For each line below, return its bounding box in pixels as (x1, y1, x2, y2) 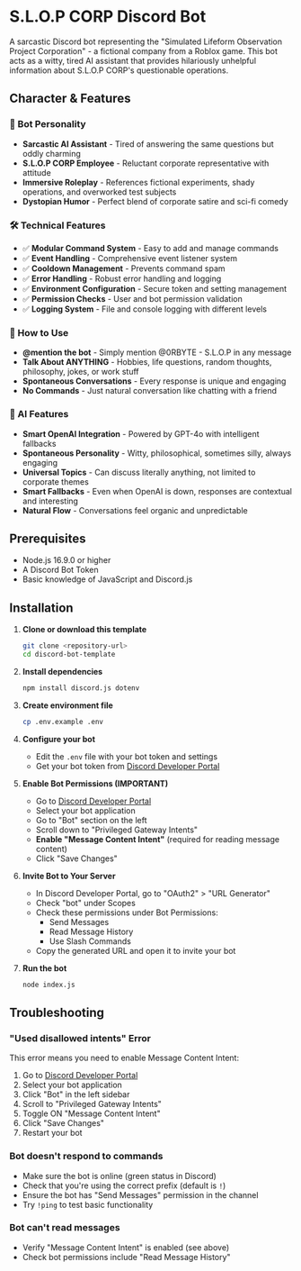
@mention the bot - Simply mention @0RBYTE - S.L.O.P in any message (22, 347, 292, 358)
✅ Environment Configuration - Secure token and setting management (22, 283, 288, 294)
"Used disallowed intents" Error (9, 1031, 151, 1044)
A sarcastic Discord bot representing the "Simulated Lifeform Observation (9, 36, 283, 47)
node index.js (22, 980, 75, 989)
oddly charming (22, 148, 81, 159)
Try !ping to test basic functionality (22, 1199, 154, 1210)
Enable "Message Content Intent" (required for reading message (35, 833, 280, 844)
